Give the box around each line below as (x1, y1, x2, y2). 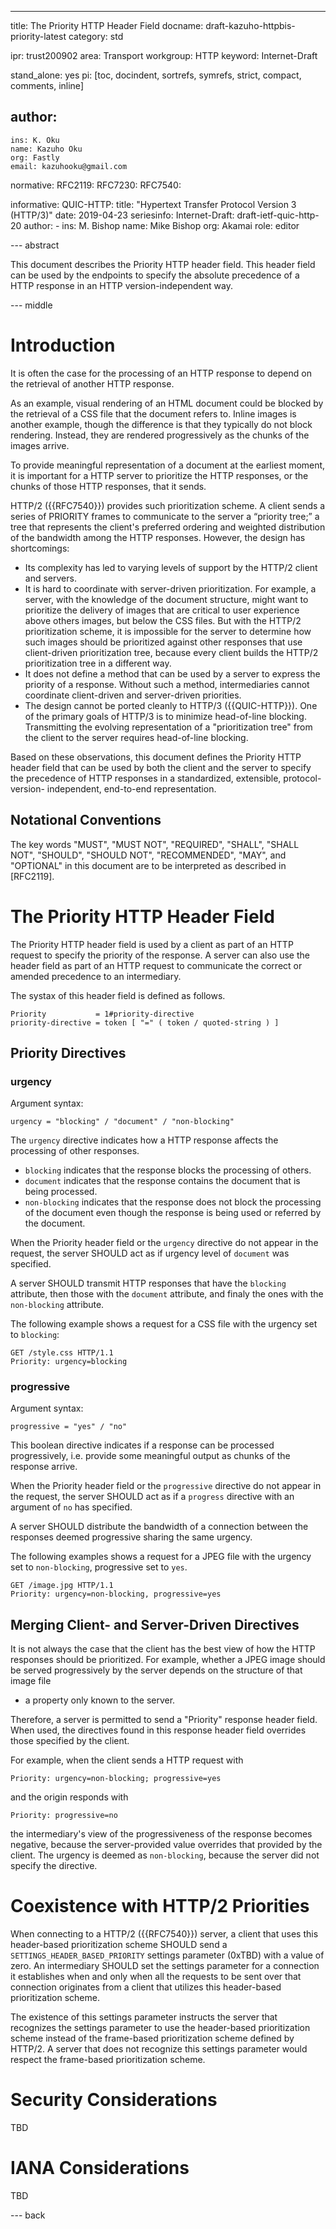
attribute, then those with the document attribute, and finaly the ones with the (10, 1288, 324, 1300)
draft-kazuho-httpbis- (205, 20, 296, 31)
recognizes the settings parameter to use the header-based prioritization (10, 2022, 311, 2034)
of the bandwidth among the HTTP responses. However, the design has (10, 531, 306, 543)
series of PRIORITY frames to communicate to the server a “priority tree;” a (10, 510, 320, 522)
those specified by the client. (10, 1735, 130, 1747)
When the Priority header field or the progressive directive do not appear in (10, 1480, 322, 1492)
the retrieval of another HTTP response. (10, 377, 175, 390)
